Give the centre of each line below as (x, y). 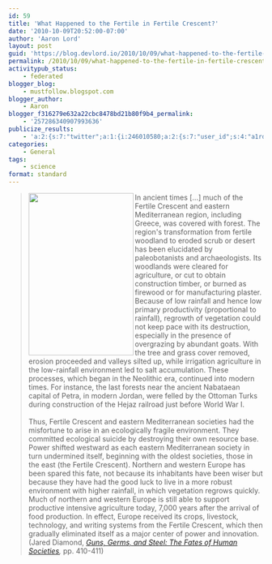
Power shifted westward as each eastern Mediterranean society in (139, 448)
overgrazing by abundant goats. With (197, 344)
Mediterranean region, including (188, 215)
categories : (28, 144)
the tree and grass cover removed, (192, 353)
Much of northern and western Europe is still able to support (129, 499)
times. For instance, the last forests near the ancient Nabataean (134, 387)
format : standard (38, 174)
